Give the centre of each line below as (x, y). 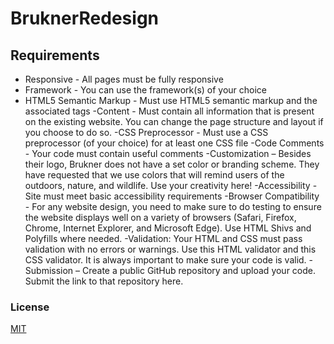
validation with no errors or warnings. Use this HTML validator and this (170, 249)
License (30, 307)
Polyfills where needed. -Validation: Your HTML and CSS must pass (163, 238)
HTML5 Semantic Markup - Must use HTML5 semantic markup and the (171, 100)
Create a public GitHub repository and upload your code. (199, 270)
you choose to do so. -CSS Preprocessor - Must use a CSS (146, 132)
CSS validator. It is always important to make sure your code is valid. (165, 260)
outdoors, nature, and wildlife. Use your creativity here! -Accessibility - (171, 185)
